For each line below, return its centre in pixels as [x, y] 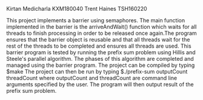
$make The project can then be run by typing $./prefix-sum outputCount [97, 71]
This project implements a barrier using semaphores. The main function [96, 20]
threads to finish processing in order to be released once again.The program [101, 33]
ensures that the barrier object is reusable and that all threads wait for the [98, 39]
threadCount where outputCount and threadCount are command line [92, 78]
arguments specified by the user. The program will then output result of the [100, 84]
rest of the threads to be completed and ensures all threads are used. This [99, 46]
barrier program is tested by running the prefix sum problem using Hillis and [101, 52]
